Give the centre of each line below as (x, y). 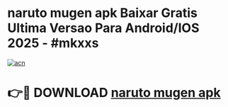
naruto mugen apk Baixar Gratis (103, 13)
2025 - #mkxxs (53, 43)
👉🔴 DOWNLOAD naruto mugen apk (114, 93)
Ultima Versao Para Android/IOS (103, 28)
